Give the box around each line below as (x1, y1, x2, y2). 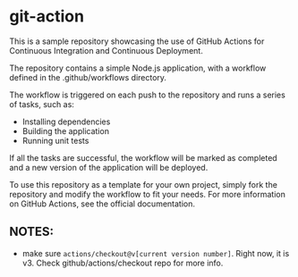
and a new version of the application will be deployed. (9, 162, 209, 172)
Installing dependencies (21, 116, 111, 127)
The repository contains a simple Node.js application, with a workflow (9, 63, 267, 73)
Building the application (21, 125, 110, 136)
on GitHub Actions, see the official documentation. (9, 198, 195, 209)
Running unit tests (21, 135, 89, 146)
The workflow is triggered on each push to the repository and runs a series (9, 89, 286, 100)
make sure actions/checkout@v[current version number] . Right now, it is (21, 248, 290, 258)
